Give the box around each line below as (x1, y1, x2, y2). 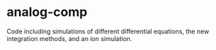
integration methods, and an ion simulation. (6, 34, 133, 42)
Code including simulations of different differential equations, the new (6, 27, 210, 35)
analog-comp (6, 4, 88, 20)
